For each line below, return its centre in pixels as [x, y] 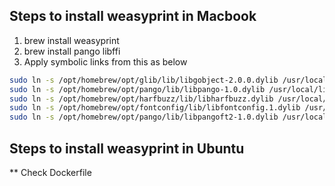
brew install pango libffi [72, 51]
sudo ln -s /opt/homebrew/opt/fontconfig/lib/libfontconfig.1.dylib [155, 108]
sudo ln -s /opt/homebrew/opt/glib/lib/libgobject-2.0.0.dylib [144, 80]
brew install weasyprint [71, 40]
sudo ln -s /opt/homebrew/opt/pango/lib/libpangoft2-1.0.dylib [144, 117]
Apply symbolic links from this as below [105, 61]
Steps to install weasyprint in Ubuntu [127, 148]
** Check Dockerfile [50, 172]
